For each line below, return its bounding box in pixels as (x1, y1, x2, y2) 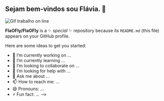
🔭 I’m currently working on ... (12, 52, 71, 58)
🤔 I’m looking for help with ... (12, 67, 71, 74)
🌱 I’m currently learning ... (12, 57, 65, 63)
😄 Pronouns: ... (12, 86, 45, 92)
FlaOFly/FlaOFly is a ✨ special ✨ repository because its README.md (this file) (5, 28, 160, 34)
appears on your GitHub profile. (5, 33, 70, 39)
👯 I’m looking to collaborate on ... (12, 63, 80, 68)
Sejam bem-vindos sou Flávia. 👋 (5, 5, 107, 13)
